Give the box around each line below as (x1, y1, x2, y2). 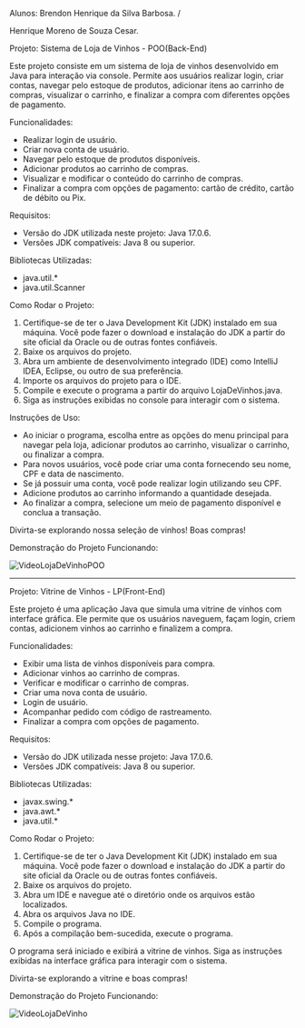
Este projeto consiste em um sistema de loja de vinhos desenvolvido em (9, 61, 279, 71)
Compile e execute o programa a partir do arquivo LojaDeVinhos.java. (22, 385, 283, 395)
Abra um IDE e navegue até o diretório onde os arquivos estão (22, 890, 256, 900)
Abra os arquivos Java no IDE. (22, 909, 136, 919)
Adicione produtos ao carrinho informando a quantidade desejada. (22, 488, 272, 498)
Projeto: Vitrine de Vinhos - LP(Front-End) (9, 586, 166, 596)
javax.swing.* (22, 796, 74, 807)
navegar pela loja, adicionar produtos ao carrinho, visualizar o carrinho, (22, 440, 290, 450)
